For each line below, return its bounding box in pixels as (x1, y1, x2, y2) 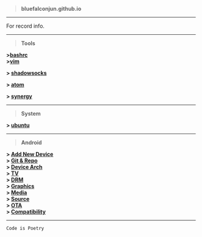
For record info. (6, 22, 45, 29)
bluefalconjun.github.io (20, 5, 82, 12)
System (20, 110, 41, 117)
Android (20, 139, 42, 146)
